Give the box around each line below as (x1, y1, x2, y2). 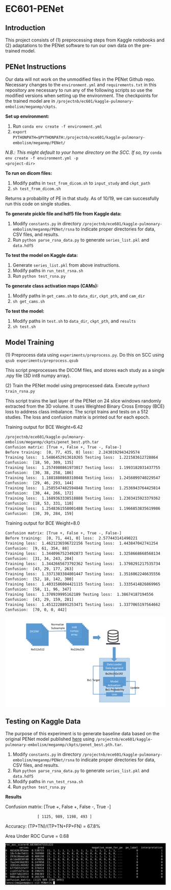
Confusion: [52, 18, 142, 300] (5, 576, 74, 581)
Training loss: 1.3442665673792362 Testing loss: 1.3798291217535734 (5, 561, 160, 566)
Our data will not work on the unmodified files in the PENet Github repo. (5, 76, 155, 82)
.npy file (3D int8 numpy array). (5, 372, 71, 379)
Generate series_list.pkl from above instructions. (12, 262, 121, 268)
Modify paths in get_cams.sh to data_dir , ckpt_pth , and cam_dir (12, 292, 145, 299)
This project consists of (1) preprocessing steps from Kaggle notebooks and (5, 37, 164, 43)
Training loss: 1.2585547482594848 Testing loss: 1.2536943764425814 (5, 485, 160, 490)
